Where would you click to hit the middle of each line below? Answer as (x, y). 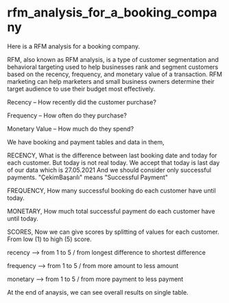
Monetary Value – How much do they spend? (71, 128)
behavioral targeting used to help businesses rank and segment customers (113, 67)
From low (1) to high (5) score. (49, 239)
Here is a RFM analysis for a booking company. (74, 46)
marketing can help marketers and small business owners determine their (111, 81)
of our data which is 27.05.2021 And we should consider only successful (109, 170)
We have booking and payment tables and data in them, (86, 142)
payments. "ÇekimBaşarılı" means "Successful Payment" (88, 177)
